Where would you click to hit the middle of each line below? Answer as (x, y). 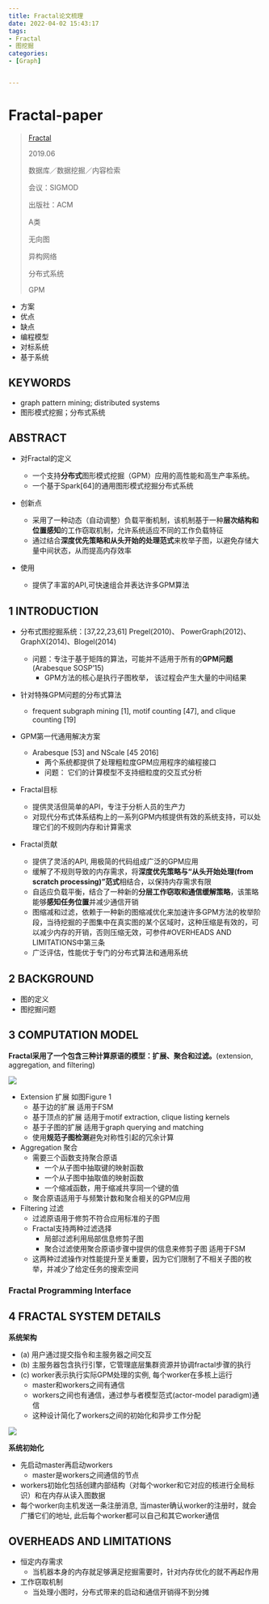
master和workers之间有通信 (78, 1384)
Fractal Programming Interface (70, 1290)
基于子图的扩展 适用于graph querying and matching (118, 1127)
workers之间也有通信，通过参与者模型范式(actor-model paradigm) (142, 1395)
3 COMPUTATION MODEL (74, 1035)
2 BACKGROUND (51, 978)
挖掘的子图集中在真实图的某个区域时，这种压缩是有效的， (156, 922)
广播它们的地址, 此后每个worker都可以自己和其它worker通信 (120, 1515)
